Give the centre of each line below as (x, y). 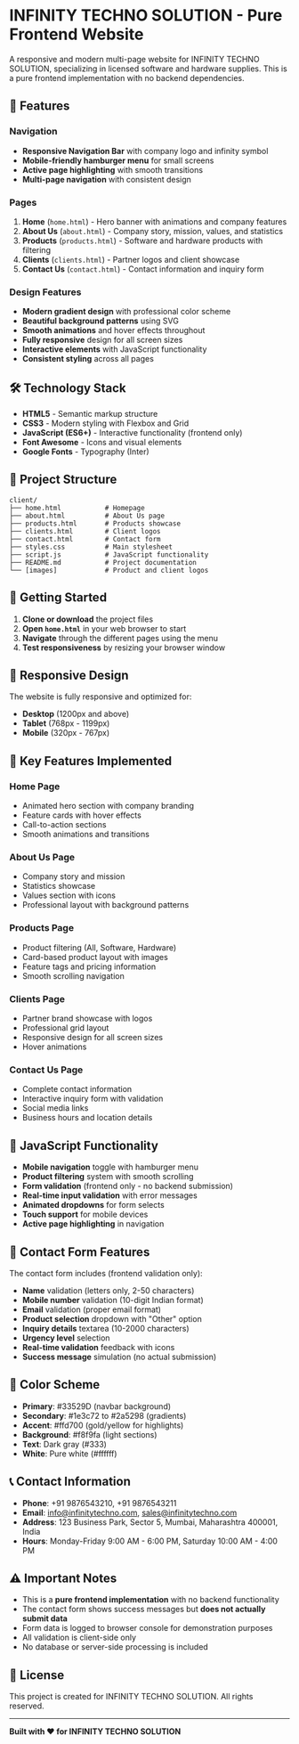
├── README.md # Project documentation (103, 562)
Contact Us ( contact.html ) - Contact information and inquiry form (143, 269)
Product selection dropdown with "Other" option (112, 1318)
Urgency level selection (66, 1338)
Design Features (45, 292)
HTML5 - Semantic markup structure (90, 414)
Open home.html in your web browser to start (104, 628)
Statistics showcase (59, 886)
